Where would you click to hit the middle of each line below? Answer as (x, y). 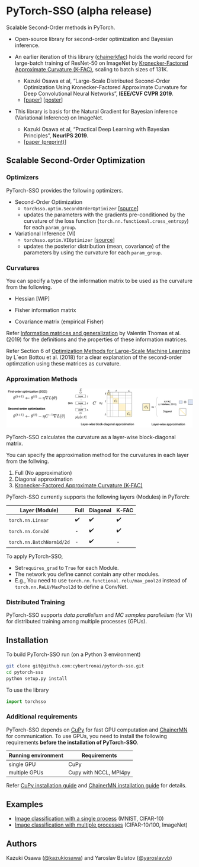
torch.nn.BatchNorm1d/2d (39, 542)
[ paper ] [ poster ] (43, 100)
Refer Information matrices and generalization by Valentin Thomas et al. (94, 333)
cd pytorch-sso (25, 672)
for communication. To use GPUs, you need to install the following (87, 736)
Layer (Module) (39, 510)
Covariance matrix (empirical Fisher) (59, 321)
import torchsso (26, 702)
